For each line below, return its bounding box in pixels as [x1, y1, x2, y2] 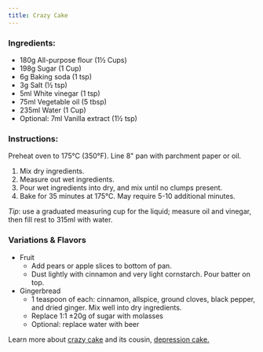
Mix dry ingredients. [19, 167, 85, 176]
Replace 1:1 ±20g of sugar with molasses [31, 311, 163, 321]
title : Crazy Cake [8, 11, 68, 20]
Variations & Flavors [8, 235, 86, 246]
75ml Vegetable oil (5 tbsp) [19, 97, 108, 106]
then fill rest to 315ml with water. [8, 215, 113, 225]
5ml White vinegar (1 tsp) [19, 88, 100, 98]
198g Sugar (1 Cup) [19, 64, 82, 73]
